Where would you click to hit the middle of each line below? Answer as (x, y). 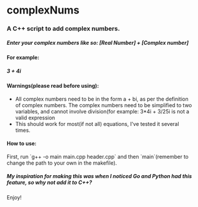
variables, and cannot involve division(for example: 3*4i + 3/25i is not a (102, 111)
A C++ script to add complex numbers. (63, 29)
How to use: (22, 143)
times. (23, 130)
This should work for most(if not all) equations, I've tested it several (97, 123)
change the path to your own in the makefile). (62, 163)
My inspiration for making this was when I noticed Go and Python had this (99, 176)
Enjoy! (14, 197)
